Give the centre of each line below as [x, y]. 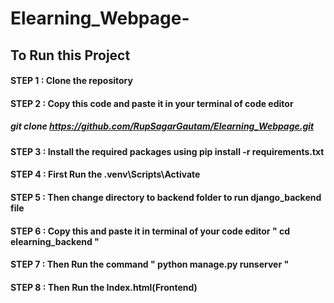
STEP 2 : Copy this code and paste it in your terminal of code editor [152, 103]
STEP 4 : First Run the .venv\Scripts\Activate [105, 174]
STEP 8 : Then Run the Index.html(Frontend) [104, 287]
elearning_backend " [55, 241]
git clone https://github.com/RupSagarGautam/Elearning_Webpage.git [162, 126]
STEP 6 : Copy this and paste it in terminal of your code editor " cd [150, 231]
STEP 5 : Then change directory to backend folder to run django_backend [166, 197]
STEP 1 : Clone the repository [71, 81]
